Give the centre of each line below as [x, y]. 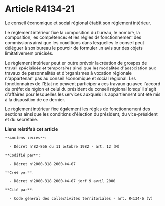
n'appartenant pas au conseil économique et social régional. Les [71, 78]
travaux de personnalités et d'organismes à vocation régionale [68, 73]
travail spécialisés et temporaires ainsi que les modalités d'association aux [81, 68]
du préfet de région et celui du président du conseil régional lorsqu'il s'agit [81, 89]
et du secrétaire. [22, 119]
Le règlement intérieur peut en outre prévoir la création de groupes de [76, 63]
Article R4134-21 [40, 9]
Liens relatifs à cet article [32, 129]
